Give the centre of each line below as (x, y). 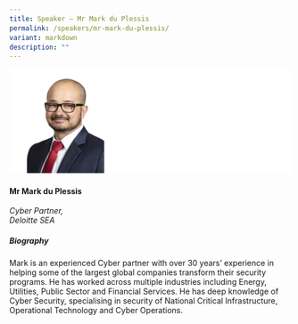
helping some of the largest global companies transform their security (137, 272)
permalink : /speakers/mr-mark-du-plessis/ (89, 28)
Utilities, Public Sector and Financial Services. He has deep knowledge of (144, 292)
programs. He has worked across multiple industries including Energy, (138, 282)
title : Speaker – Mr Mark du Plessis (79, 19)
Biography (29, 240)
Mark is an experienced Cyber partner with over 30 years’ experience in (142, 263)
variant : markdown (43, 37)
